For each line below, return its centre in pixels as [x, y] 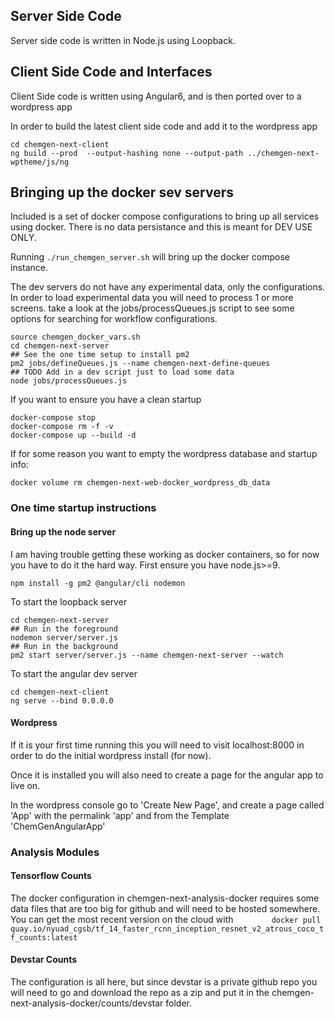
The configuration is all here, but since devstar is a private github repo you [164, 982]
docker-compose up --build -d [73, 435]
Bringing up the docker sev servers [122, 192]
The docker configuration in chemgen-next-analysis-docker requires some [165, 898]
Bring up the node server [63, 531]
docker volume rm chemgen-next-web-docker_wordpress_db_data [140, 483]
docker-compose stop [53, 418]
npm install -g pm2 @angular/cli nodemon [98, 583]
